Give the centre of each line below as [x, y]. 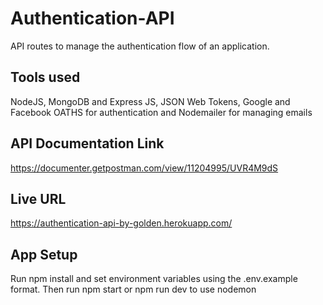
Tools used [45, 77]
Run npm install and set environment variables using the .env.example [154, 279]
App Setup [44, 254]
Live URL [38, 198]
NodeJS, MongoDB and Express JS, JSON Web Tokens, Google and [150, 101]
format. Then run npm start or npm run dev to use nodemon [133, 289]
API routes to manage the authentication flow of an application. [140, 46]
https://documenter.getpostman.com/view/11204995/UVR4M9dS [144, 168]
